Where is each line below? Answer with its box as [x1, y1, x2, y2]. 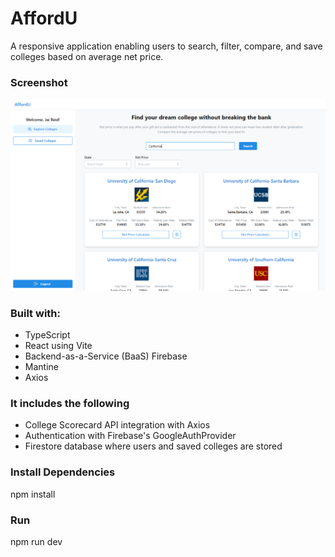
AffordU [10, 7, 78, 30]
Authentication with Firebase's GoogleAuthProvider [24, 430, 237, 442]
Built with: [10, 306, 61, 320]
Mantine [24, 361, 59, 373]
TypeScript [24, 329, 71, 341]
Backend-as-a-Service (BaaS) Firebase [24, 350, 188, 362]
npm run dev [10, 536, 63, 548]
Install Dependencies [10, 465, 116, 479]
